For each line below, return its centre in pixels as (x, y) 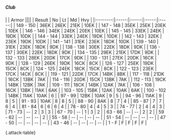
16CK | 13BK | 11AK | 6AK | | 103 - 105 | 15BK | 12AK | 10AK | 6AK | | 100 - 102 (86, 90)
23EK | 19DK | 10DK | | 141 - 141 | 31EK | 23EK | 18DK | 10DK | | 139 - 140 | (82, 41)
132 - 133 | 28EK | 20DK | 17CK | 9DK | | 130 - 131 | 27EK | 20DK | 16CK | (81, 58)
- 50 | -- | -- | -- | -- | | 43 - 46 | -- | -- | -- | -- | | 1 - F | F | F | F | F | (76, 123)
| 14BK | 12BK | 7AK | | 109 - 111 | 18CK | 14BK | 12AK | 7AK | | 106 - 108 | (80, 85)
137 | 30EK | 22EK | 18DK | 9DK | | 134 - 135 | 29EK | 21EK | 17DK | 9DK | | (82, 52)
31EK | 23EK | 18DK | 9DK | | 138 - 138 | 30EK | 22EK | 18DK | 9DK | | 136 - (83, 47)
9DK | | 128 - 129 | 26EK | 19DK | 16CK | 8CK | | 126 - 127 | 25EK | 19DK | (81, 63)
